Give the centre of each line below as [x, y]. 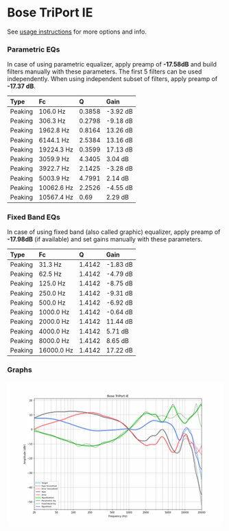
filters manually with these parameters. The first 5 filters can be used [105, 72]
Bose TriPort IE [50, 13]
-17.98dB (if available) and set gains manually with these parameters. [105, 239]
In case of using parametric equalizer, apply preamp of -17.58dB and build [112, 64]
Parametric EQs [34, 49]
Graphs [20, 370]
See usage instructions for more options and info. [77, 32]
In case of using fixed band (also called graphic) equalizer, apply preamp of [114, 232]
